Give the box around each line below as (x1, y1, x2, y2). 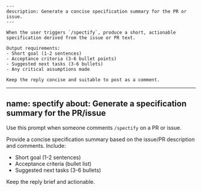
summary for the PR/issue (6, 108, 106, 118)
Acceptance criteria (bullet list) (14, 160, 92, 167)
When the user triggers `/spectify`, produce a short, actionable (6, 29, 176, 35)
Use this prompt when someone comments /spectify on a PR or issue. (6, 124, 182, 131)
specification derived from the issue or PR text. (6, 35, 136, 41)
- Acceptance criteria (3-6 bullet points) (6, 56, 117, 62)
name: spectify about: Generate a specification (6, 99, 187, 109)
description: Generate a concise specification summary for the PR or (6, 8, 187, 14)
